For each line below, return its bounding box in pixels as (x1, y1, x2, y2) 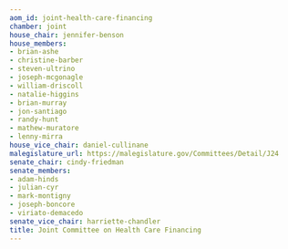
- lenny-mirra (9, 132, 64, 141)
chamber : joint (9, 22, 67, 31)
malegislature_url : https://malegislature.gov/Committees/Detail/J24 (9, 149, 280, 158)
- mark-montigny (9, 192, 71, 201)
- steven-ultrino (9, 65, 76, 74)
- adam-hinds (9, 174, 59, 183)
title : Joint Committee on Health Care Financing (9, 225, 202, 234)
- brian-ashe (9, 47, 59, 57)
